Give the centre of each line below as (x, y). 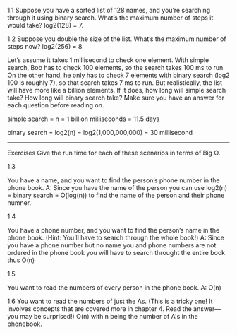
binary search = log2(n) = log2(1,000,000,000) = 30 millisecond (100, 133)
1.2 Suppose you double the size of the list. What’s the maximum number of (117, 39)
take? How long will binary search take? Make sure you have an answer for (116, 98)
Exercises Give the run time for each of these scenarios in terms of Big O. (114, 153)
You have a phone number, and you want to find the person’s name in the (114, 230)
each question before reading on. (56, 105)
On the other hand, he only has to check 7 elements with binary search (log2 (119, 75)
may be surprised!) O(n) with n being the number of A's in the (109, 316)
